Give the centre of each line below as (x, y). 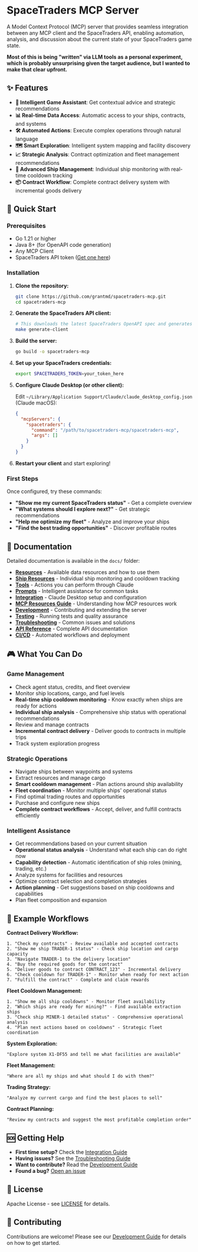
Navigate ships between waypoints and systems (74, 772)
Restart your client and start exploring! (63, 463)
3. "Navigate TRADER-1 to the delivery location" (69, 959)
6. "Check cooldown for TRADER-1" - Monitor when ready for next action (98, 975)
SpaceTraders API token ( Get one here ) (63, 257)
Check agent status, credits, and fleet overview (72, 687)
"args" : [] (44, 436)
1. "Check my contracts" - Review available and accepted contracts (93, 944)
